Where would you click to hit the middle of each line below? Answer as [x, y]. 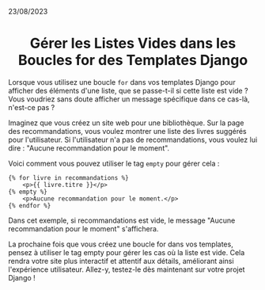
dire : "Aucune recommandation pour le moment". [89, 148]
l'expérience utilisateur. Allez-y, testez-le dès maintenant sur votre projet [127, 269]
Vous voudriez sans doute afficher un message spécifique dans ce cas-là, [129, 99]
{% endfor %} [30, 205]
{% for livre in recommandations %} [68, 177]
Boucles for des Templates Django [133, 61]
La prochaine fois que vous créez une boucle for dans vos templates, [121, 244]
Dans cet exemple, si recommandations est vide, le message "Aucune [122, 220]
